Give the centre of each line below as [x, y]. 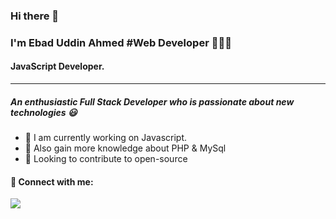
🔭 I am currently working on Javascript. [106, 138]
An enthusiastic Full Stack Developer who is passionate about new [152, 101]
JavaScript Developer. [57, 66]
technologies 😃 [44, 112]
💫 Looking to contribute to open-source [106, 159]
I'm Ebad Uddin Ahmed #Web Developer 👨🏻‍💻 [121, 42]
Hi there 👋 [35, 16]
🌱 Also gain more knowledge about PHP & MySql [125, 148]
